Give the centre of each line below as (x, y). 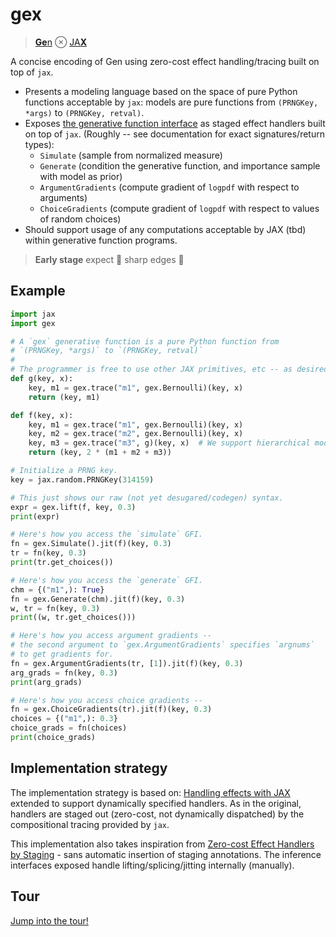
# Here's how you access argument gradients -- (111, 636)
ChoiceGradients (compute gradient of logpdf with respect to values (179, 208)
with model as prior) (81, 176)
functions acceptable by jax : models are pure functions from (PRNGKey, (171, 102)
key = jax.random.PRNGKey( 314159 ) (82, 479)
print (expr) (35, 516)
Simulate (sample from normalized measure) (131, 155)
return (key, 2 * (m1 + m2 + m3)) (100, 453)
